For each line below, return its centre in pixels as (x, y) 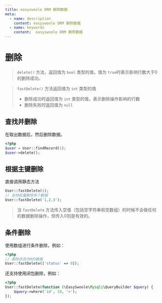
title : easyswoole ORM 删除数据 (36, 9)
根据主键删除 (24, 169)
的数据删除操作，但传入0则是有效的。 (54, 216)
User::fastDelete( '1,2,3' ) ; (34, 200)
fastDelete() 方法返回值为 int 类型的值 (56, 89)
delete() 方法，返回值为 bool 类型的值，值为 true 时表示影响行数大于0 (87, 72)
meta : (10, 14)
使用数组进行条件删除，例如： (35, 245)
